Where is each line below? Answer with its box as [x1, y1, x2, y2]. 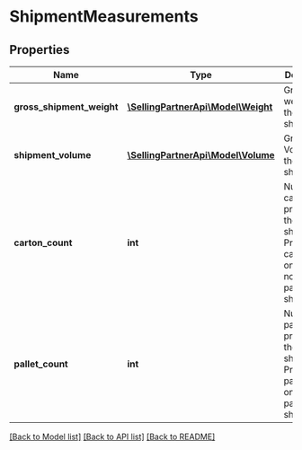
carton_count [13, 236, 73, 249]
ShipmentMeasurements [9, 6, 200, 27]
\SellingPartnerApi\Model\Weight [127, 101, 273, 113]
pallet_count [13, 357, 69, 370]
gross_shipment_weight [13, 101, 119, 113]
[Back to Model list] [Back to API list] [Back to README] [9, 431, 216, 442]
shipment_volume [13, 149, 92, 161]
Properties [9, 42, 70, 57]
